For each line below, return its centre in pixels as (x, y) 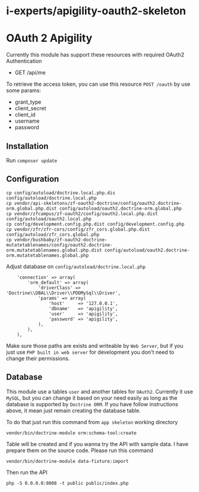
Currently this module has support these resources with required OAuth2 (95, 55)
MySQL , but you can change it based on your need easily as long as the (92, 398)
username (27, 121)
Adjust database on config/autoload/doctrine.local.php (76, 266)
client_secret (30, 108)
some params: (24, 91)
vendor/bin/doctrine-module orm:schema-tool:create (71, 433)
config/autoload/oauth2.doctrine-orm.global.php (121, 208)
